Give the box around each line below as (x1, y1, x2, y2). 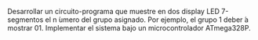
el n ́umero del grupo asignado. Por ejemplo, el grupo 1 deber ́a (45, 15, 249, 24)
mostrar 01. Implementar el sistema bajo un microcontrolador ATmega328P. (7, 24, 252, 32)
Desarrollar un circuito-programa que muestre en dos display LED (7, 7, 220, 16)
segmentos (7, 15, 44, 24)
